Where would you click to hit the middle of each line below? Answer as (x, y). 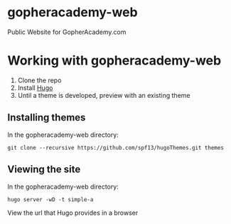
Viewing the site (44, 170)
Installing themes (47, 118)
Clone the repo (39, 80)
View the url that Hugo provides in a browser (73, 213)
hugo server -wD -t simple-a (50, 199)
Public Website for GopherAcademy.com (67, 32)
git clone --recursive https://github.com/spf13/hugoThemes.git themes (116, 147)
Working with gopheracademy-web (114, 61)
